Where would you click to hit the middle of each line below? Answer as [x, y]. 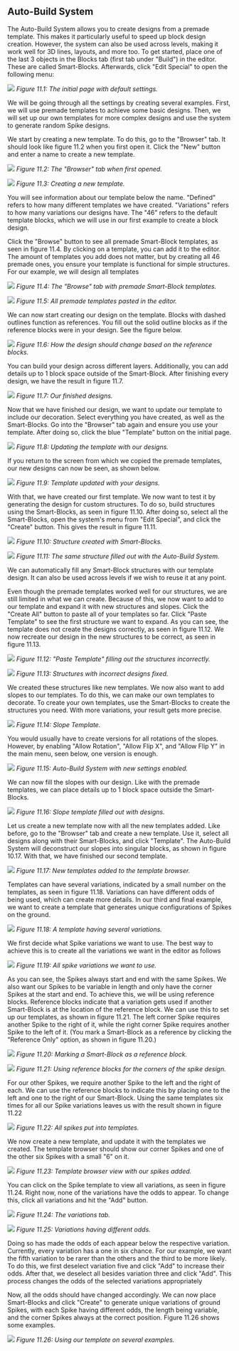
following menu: [31, 74]
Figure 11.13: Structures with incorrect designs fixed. [92, 673]
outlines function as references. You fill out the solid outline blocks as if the [117, 322]
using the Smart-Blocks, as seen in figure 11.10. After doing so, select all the [118, 512]
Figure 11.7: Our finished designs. [64, 396]
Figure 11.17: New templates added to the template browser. [103, 870]
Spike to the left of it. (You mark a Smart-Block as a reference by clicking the [119, 1032]
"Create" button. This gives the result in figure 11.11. [83, 526]
